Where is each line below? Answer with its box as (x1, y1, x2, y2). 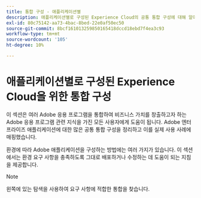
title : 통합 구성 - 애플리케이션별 (6, 8, 81, 15)
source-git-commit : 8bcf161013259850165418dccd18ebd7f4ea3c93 (6, 25, 165, 32)
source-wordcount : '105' (6, 36, 68, 42)
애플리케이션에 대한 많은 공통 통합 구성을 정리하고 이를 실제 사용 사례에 (26, 126, 191, 133)
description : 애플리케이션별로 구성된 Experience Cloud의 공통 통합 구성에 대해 (6, 14, 187, 20)
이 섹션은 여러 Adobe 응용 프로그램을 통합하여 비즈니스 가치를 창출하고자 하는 (6, 111, 187, 118)
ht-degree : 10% (6, 42, 44, 48)
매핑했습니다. (6, 133, 37, 141)
